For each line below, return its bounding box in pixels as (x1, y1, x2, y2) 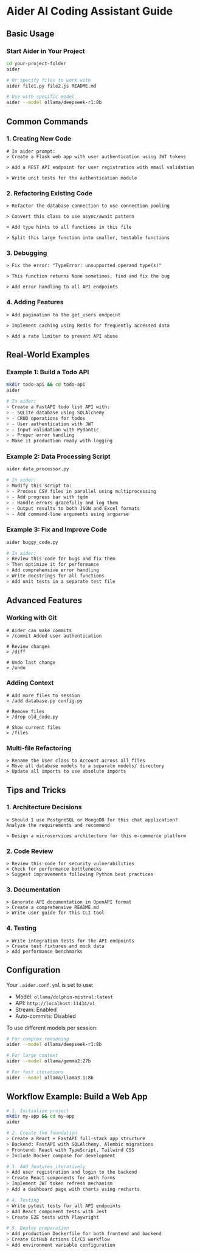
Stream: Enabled (15, 1006, 57, 1013)
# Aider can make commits (6, 627, 72, 633)
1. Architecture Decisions (6, 803, 82, 812)
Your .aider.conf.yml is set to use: (6, 981, 94, 988)
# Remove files (6, 708, 45, 714)
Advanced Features (6, 595, 83, 606)
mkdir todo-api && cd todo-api (6, 381, 86, 388)
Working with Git (6, 613, 57, 622)
